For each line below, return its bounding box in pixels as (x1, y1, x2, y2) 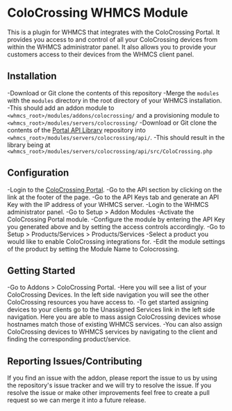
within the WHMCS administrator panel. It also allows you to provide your (7, 42, 217, 51)
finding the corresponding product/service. (7, 335, 131, 343)
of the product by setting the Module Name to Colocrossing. (7, 245, 179, 253)
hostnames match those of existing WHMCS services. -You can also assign (7, 320, 222, 329)
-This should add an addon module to (7, 103, 115, 112)
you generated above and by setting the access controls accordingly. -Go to (7, 222, 226, 231)
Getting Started (7, 265, 76, 277)
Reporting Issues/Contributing (7, 355, 142, 367)
